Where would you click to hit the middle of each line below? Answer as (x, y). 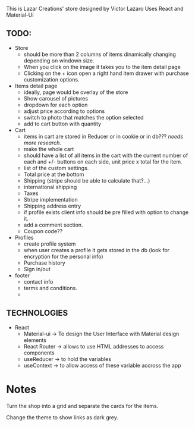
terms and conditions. (50, 288)
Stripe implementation (51, 199)
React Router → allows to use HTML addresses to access (94, 346)
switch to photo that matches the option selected (84, 117)
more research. (42, 143)
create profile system (50, 244)
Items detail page (36, 86)
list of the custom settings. (56, 168)
